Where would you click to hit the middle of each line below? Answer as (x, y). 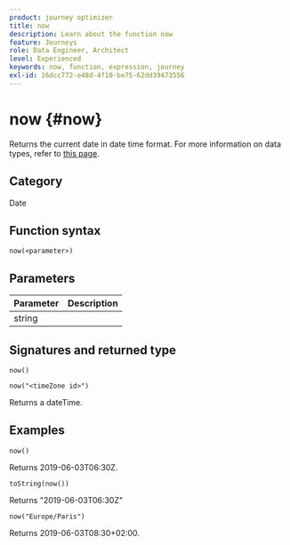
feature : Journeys (43, 42)
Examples (37, 431)
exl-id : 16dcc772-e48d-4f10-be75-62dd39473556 (97, 76)
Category (36, 182)
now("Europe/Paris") (48, 517)
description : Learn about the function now (91, 34)
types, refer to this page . (54, 153)
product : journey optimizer (61, 17)
